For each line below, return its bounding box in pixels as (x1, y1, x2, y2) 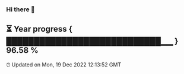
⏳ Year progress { (6, 24, 73, 34)
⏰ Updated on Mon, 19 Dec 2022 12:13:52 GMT (6, 61, 122, 68)
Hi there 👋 (6, 5, 36, 14)
